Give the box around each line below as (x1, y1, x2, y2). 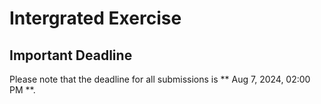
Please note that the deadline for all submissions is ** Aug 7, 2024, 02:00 (9, 73, 311, 85)
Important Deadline (9, 47, 133, 64)
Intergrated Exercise (9, 7, 182, 30)
